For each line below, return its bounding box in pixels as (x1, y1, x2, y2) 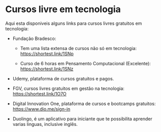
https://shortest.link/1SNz (20, 66, 74, 72)
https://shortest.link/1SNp (20, 51, 74, 57)
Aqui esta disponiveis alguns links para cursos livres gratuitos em (5, 20, 142, 26)
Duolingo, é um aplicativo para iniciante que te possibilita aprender (12, 115, 152, 122)
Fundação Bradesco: (12, 35, 56, 41)
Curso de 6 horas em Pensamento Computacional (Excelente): (20, 60, 151, 66)
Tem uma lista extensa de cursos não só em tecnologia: (20, 45, 137, 51)
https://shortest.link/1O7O (12, 91, 67, 97)
